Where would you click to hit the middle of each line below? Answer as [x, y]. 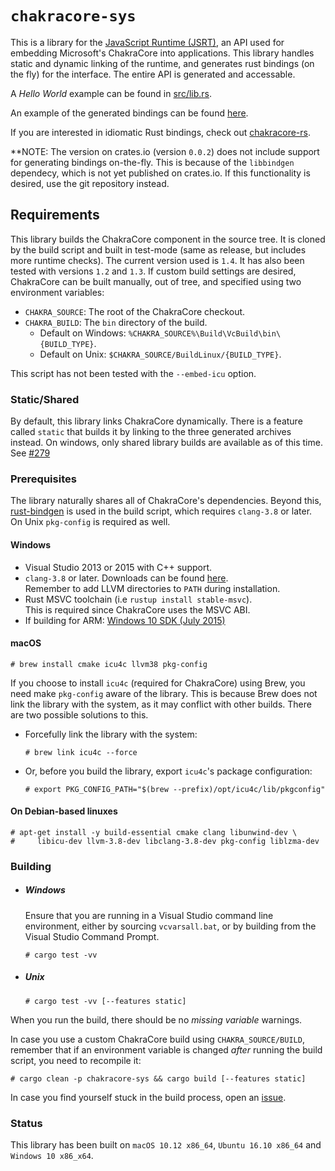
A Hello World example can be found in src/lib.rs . [111, 93]
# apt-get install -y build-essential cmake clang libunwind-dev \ [154, 832]
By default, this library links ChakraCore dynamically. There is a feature [156, 421]
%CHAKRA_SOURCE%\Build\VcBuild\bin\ [205, 333]
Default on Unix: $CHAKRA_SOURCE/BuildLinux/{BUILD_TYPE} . [160, 354]
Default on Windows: [83, 333]
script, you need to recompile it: [76, 1060]
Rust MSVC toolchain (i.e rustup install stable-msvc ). [138, 599]
